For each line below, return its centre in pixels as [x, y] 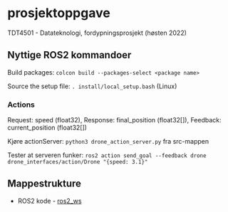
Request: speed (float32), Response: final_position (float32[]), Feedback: [115, 120]
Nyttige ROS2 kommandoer [69, 55]
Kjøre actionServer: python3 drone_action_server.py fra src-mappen [108, 142]
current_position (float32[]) [47, 128]
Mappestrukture [45, 184]
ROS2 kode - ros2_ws [50, 201]
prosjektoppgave [59, 13]
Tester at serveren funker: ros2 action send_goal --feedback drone [107, 155]
